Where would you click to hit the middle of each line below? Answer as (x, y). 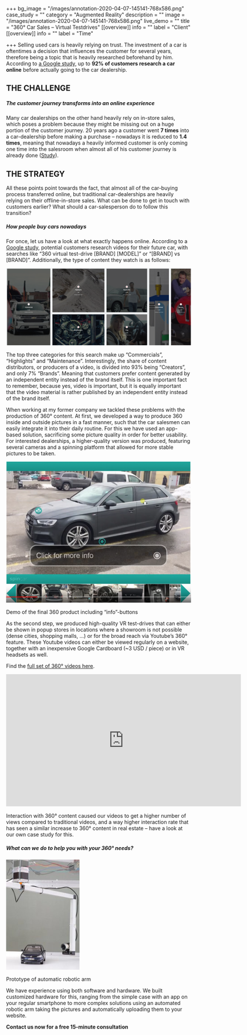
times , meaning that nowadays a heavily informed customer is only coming (97, 143)
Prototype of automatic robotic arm (49, 979)
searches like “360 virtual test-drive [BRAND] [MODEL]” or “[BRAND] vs (93, 254)
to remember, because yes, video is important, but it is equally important (94, 386)
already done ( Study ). (32, 156)
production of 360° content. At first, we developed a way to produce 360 (94, 416)
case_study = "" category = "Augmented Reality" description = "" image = (96, 15)
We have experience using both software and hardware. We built (84, 991)
